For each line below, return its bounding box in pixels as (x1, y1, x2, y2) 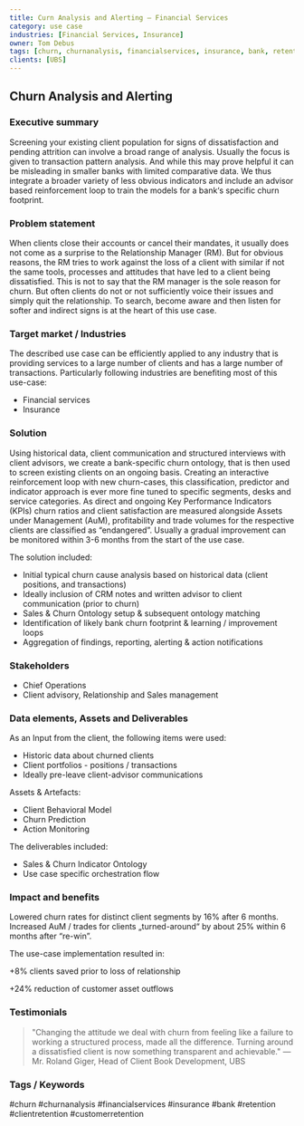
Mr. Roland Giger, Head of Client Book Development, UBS (31, 1055, 246, 1066)
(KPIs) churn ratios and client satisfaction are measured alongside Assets (9, 505, 283, 516)
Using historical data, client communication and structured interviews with (9, 448, 287, 458)
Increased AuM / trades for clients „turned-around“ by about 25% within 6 (9, 921, 287, 932)
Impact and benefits (9, 891, 100, 904)
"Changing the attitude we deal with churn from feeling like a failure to (31, 1026, 294, 1037)
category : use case (9, 22, 83, 31)
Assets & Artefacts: (9, 787, 81, 798)
